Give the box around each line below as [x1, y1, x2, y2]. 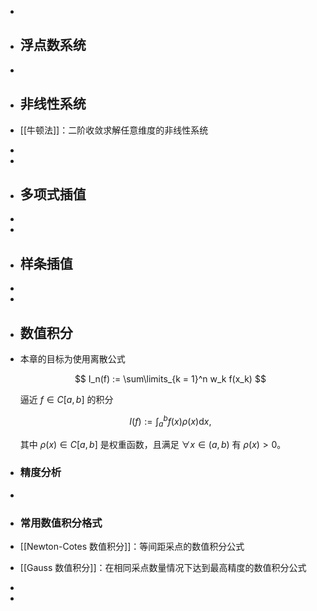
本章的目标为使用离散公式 [19, 353, 126, 365]
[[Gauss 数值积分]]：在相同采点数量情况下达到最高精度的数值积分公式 [19, 562, 307, 574]
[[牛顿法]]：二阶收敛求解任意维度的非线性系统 [19, 124, 209, 136]
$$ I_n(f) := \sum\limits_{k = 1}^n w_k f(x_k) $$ [74, 373, 267, 385]
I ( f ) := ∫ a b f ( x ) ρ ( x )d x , [129, 414, 212, 430]
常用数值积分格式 [19, 516, 103, 530]
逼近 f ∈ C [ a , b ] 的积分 [19, 394, 114, 406]
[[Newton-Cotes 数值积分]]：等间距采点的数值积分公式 [19, 541, 245, 553]
